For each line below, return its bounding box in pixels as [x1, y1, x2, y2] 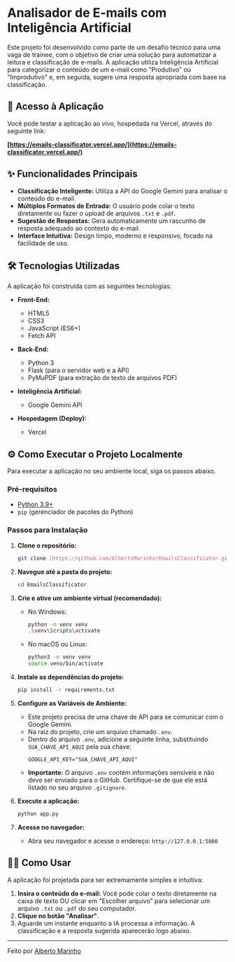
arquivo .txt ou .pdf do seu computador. [17, 904, 136, 912]
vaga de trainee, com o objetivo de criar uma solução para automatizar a [7, 50, 217, 59]
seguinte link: [7, 126, 46, 135]
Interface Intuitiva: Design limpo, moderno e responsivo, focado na [17, 231, 213, 240]
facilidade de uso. [17, 238, 69, 247]
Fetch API [27, 332, 56, 340]
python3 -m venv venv [27, 653, 91, 660]
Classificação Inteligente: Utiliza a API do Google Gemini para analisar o [17, 187, 228, 195]
